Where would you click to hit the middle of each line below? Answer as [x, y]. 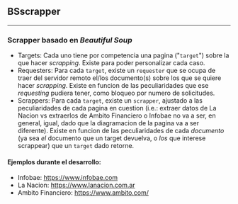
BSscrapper [34, 12]
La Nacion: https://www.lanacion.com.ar [76, 185]
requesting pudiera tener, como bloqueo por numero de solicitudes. [116, 93]
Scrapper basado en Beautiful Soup [70, 40]
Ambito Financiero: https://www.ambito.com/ [83, 193]
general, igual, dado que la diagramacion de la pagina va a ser [108, 123]
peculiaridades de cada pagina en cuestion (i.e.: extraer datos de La [117, 108]
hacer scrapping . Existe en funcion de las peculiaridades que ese [113, 86]
